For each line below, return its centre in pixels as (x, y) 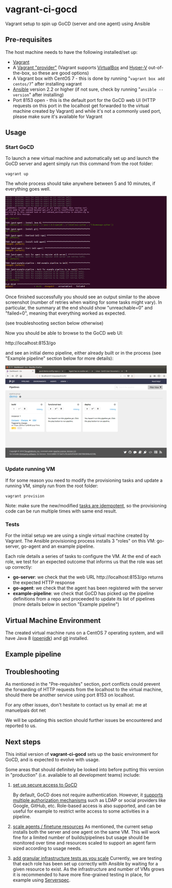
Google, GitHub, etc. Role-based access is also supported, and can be (87, 806)
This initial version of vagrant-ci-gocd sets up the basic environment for (82, 754)
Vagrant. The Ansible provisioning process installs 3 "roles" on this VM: (81, 541)
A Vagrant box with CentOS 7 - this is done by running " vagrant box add (89, 78)
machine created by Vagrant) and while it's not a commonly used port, (87, 111)
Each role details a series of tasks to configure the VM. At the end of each (83, 556)
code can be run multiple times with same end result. (61, 511)
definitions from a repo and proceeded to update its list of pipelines (84, 599)
